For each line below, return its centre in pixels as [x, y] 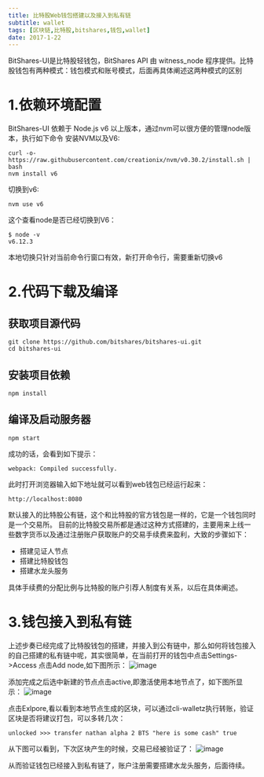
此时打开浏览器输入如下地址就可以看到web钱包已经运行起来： [108, 484]
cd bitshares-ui [35, 349]
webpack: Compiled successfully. [63, 469]
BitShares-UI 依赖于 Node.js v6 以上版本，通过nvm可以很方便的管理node [126, 129]
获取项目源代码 [44, 323]
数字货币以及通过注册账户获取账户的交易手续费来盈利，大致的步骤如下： [132, 534]
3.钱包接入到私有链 [70, 622]
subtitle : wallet [37, 23]
